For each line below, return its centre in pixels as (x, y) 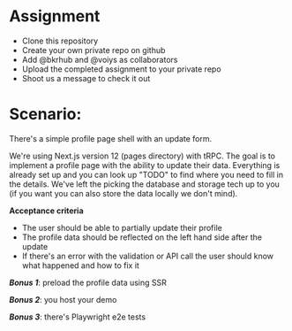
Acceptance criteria (46, 211)
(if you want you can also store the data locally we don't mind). (124, 193)
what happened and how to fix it (80, 265)
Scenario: (45, 115)
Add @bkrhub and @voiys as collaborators (100, 59)
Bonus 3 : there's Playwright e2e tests (78, 317)
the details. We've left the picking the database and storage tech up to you (145, 184)
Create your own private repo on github (94, 50)
